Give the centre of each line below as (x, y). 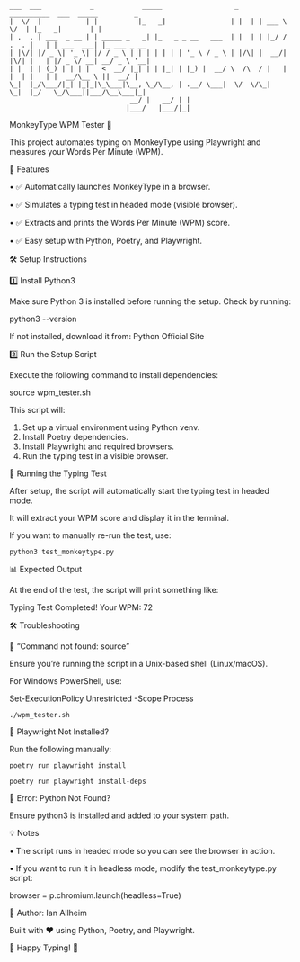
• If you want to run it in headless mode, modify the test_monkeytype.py (143, 868)
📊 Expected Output (46, 569)
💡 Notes (24, 833)
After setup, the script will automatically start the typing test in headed (139, 491)
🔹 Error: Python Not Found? (60, 798)
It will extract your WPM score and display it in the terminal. (119, 518)
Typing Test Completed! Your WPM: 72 (81, 607)
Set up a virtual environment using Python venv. (111, 427)
